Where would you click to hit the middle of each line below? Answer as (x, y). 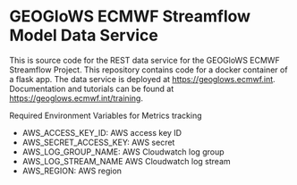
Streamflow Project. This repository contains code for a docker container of (148, 70)
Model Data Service (84, 35)
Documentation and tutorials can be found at (92, 88)
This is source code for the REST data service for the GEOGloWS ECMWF (144, 60)
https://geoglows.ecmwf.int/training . (76, 98)
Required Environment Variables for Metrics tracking (106, 115)
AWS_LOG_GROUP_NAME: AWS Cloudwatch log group (123, 151)
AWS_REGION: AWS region (72, 171)
